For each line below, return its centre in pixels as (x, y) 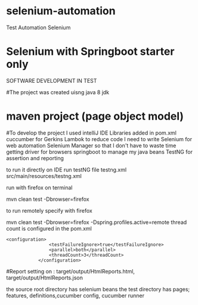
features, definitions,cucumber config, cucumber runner (75, 295)
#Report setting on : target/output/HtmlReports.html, (71, 271)
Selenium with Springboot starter (90, 52)
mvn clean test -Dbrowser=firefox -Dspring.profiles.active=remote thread (97, 222)
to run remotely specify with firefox (49, 210)
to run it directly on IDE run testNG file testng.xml (66, 169)
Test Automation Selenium (38, 27)
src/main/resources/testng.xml (44, 176)
